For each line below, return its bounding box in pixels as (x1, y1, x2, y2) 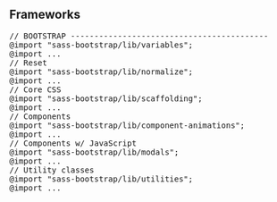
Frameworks (9, 7, 81, 22)
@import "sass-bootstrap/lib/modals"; (9, 147, 180, 157)
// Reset (9, 57, 47, 68)
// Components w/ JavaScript (9, 138, 137, 148)
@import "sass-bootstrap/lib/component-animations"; (9, 120, 246, 130)
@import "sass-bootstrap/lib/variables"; (9, 39, 194, 50)
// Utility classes (9, 164, 95, 175)
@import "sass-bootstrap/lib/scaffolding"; (9, 93, 203, 104)
